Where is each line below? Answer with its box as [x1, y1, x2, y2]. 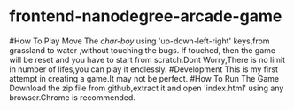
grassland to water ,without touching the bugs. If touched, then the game [9, 44, 276, 55]
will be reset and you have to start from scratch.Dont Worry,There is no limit [9, 54, 286, 65]
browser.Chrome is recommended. [9, 91, 135, 103]
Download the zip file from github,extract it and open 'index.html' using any [9, 82, 284, 93]
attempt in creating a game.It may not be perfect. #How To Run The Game [9, 73, 280, 83]
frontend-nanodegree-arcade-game [9, 6, 282, 27]
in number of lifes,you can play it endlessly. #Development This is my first [9, 64, 279, 75]
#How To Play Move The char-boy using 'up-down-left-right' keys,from [9, 35, 270, 46]
